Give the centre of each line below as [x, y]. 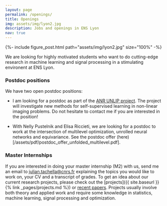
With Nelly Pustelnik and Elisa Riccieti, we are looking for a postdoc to [84, 126]
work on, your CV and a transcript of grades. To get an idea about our [77, 177]
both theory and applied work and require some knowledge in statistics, [79, 193]
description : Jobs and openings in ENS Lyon [52, 28]
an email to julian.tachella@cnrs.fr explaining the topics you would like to [80, 171]
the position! [25, 117]
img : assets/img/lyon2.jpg [33, 24]
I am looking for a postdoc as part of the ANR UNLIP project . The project [87, 101]
